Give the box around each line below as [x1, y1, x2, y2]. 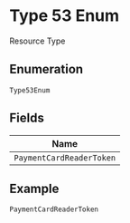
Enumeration [9, 62, 84, 77]
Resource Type [9, 35, 66, 46]
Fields [9, 111, 45, 126]
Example [9, 180, 60, 196]
